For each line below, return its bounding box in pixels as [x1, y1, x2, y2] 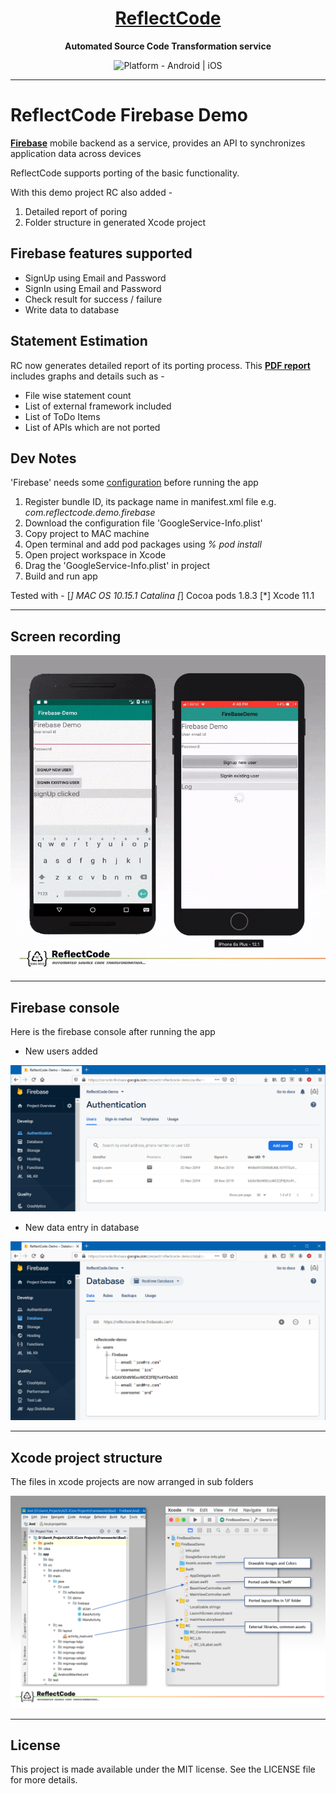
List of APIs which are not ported [24, 421, 161, 433]
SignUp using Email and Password [24, 272, 167, 284]
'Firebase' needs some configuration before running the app [10, 477, 259, 489]
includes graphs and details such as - [10, 370, 165, 382]
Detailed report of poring [24, 205, 128, 217]
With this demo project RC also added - [10, 186, 173, 198]
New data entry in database [24, 1222, 140, 1234]
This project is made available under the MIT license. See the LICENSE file [10, 1763, 316, 1776]
